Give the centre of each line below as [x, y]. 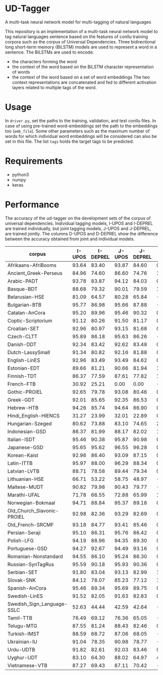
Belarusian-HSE [26, 297]
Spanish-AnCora [27, 588]
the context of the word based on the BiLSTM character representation [83, 67]
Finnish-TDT [22, 376]
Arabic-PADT [23, 281]
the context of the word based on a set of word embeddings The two [81, 77]
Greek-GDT [21, 400]
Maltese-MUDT [25, 487]
